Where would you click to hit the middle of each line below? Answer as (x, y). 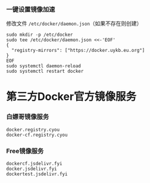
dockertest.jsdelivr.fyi (37, 174)
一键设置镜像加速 (31, 9)
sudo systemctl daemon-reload (44, 66)
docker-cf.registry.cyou (37, 135)
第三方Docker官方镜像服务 (71, 97)
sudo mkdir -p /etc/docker (40, 35)
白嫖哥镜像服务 (28, 117)
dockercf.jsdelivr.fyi (34, 164)
